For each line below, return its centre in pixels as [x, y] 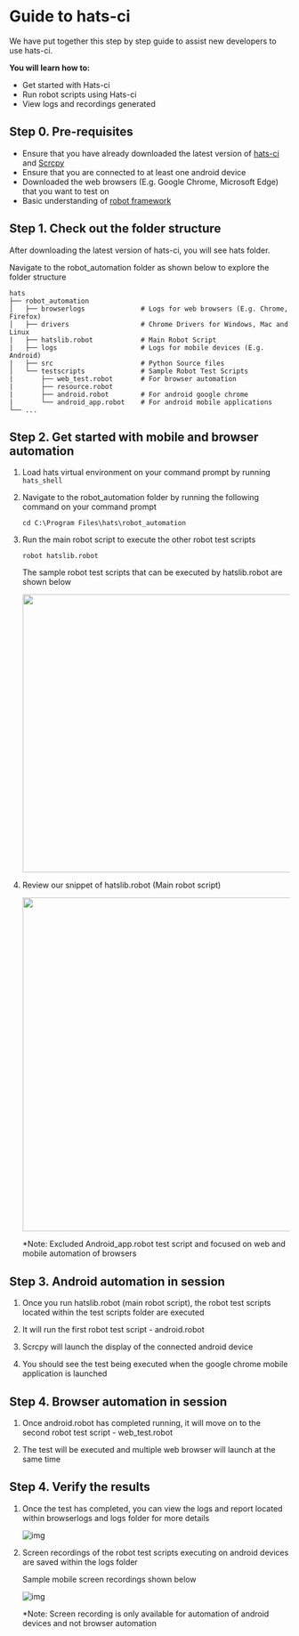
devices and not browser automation [89, 1623]
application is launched [65, 1373]
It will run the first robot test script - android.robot [113, 1330]
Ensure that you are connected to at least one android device [134, 172]
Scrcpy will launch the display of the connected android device [137, 1347]
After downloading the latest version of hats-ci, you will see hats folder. [140, 250]
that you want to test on [65, 191]
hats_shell [42, 481]
